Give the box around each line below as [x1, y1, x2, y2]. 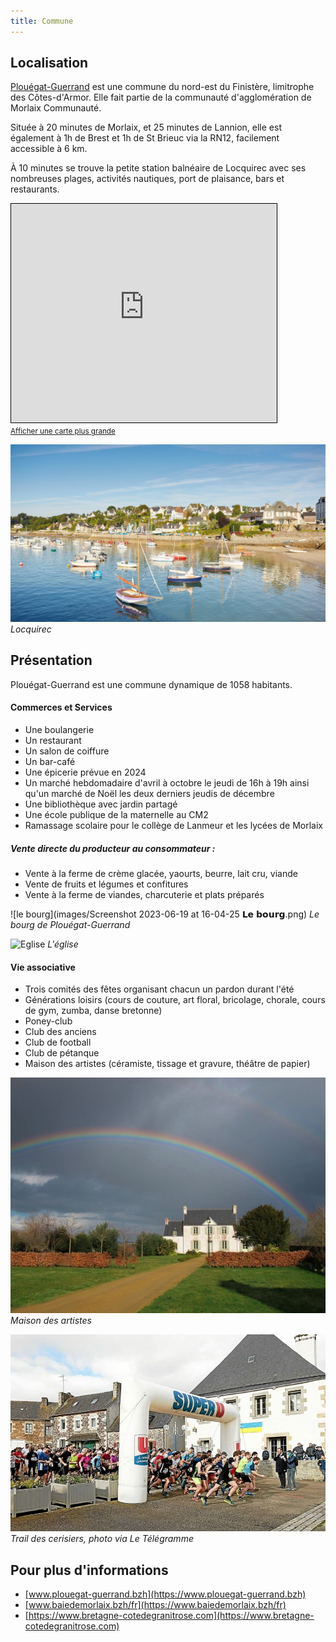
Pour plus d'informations [10, 1561, 169, 1579]
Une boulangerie [24, 723, 95, 735]
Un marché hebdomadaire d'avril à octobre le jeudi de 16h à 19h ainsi [24, 776, 310, 789]
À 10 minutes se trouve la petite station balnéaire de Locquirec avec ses [10, 162, 307, 174]
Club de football [24, 1036, 92, 1049]
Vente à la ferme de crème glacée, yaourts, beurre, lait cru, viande [24, 867, 298, 879]
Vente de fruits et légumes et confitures [24, 878, 189, 890]
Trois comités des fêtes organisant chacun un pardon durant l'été [24, 983, 295, 995]
